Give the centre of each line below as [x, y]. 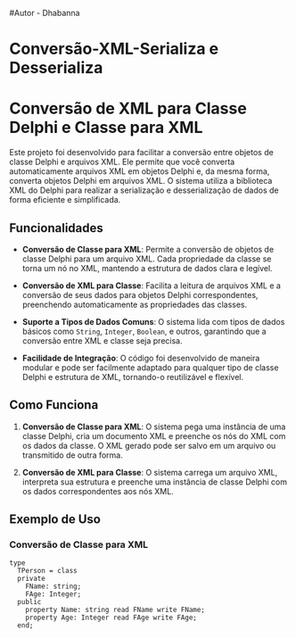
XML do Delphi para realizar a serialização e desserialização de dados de [144, 190]
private [32, 579]
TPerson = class [47, 571]
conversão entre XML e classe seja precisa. [102, 340]
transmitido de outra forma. [72, 455]
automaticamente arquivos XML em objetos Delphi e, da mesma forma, [140, 171]
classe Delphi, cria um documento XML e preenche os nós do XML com [154, 435]
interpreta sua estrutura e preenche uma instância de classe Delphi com [155, 482]
